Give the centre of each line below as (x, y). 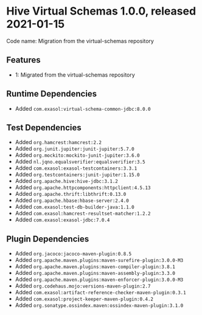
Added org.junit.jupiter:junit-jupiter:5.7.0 (75, 149)
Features (23, 60)
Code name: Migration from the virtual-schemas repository (80, 41)
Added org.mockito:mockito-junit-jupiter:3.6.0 (77, 155)
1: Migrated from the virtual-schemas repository (75, 75)
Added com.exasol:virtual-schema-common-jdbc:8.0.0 (83, 108)
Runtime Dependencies (52, 94)
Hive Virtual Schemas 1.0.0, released (101, 11)
